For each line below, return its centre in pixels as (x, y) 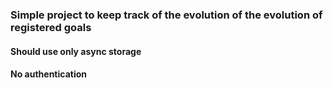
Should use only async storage (76, 51)
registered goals (51, 27)
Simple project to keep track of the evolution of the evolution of (166, 15)
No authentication (48, 74)
